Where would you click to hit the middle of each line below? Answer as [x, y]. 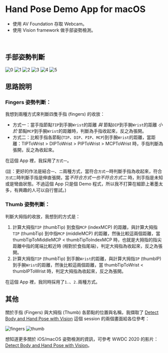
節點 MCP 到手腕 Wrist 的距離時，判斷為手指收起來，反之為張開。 [82, 131]
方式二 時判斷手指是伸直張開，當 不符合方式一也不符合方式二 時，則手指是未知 [84, 178]
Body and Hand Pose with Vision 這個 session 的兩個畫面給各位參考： [77, 318]
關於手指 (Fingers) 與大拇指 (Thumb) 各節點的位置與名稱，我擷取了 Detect [82, 312]
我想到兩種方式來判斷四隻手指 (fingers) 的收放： [55, 114]
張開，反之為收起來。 [34, 150]
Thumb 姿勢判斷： [28, 205]
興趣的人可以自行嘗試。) [43, 190]
